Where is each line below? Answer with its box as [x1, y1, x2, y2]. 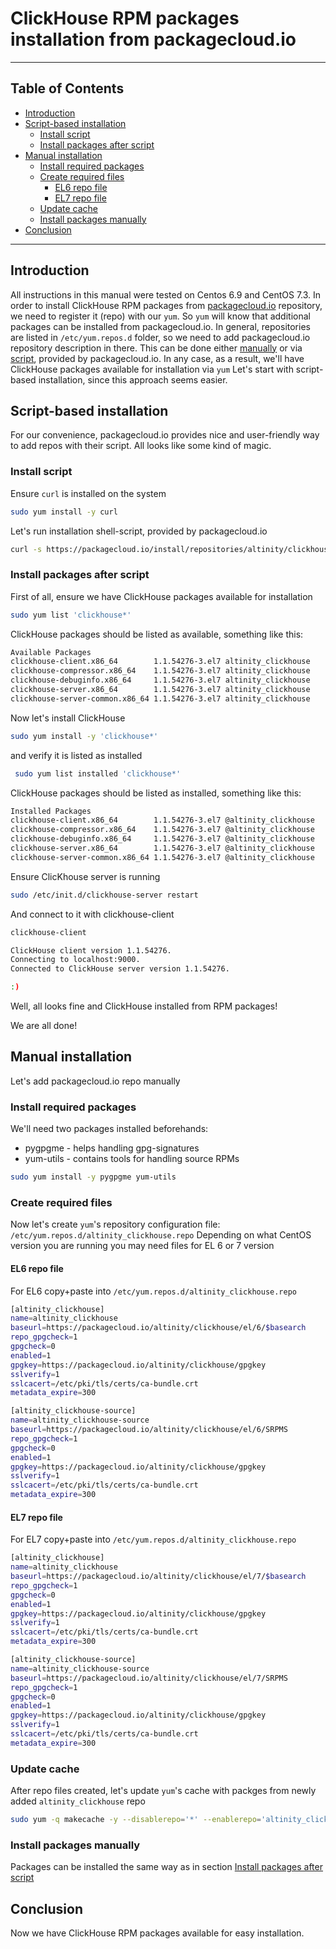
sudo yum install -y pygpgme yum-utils [10, 1172, 177, 1182]
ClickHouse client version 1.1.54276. [10, 945, 172, 956]
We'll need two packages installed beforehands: [10, 1123, 209, 1135]
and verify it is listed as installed [10, 749, 143, 761]
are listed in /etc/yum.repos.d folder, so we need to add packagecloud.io [10, 331, 311, 343]
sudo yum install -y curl [10, 507, 118, 517]
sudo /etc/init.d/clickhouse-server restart [10, 890, 199, 900]
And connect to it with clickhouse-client [10, 908, 175, 920]
